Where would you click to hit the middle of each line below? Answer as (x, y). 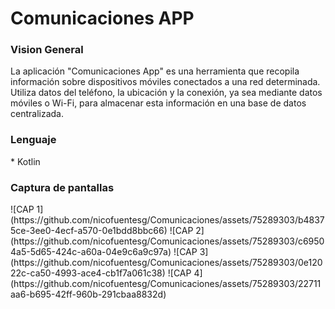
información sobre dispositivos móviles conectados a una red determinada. (165, 82)
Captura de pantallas (62, 187)
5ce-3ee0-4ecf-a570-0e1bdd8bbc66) (89, 231)
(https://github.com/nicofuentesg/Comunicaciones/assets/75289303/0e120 (166, 263)
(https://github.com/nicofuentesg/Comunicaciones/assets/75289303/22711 (166, 284)
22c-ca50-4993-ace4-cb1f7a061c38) (88, 273)
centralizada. (37, 114)
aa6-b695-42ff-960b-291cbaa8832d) (88, 294)
